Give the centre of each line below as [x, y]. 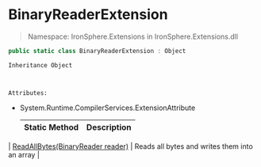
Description [109, 127]
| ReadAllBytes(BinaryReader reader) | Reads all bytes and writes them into [131, 146]
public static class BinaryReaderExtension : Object [97, 51]
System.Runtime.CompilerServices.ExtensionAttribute [107, 108]
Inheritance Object [40, 65]
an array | [24, 154]
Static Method [51, 127]
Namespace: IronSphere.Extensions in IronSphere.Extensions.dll [133, 36]
